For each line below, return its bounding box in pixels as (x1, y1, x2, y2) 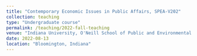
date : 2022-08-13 (6, 36, 49, 41)
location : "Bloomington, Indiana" (6, 41, 92, 47)
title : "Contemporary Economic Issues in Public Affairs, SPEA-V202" (6, 8, 182, 15)
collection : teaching (6, 14, 60, 20)
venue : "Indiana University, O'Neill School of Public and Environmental (6, 30, 192, 36)
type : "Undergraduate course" (6, 19, 81, 25)
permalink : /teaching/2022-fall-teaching (6, 24, 110, 31)
